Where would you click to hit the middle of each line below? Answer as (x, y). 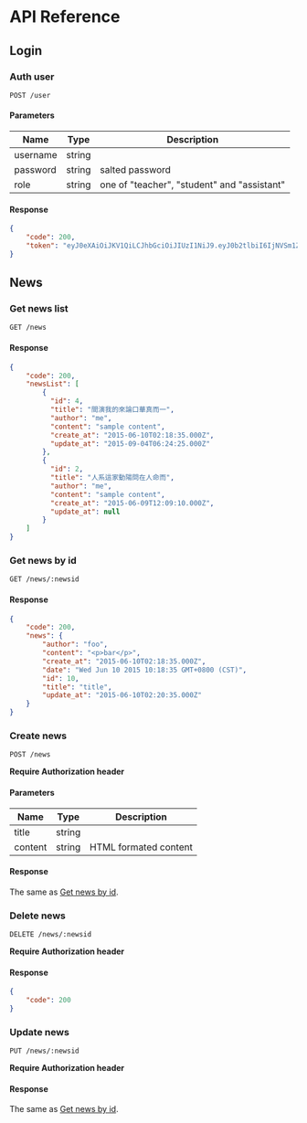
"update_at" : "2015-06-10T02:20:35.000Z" (122, 695)
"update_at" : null (85, 512)
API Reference (65, 17)
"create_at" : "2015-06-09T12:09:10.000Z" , (132, 503)
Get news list (39, 309)
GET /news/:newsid (44, 579)
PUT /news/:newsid (44, 1051)
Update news (40, 1032)
